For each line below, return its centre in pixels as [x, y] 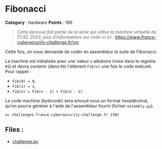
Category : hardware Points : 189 [39, 22]
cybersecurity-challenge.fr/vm [48, 42]
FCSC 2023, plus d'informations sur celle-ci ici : [65, 37]
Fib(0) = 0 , [24, 81]
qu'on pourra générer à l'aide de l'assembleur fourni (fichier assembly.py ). [80, 106]
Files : [14, 130]
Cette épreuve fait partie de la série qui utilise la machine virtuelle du [87, 32]
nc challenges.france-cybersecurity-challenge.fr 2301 [62, 115]
